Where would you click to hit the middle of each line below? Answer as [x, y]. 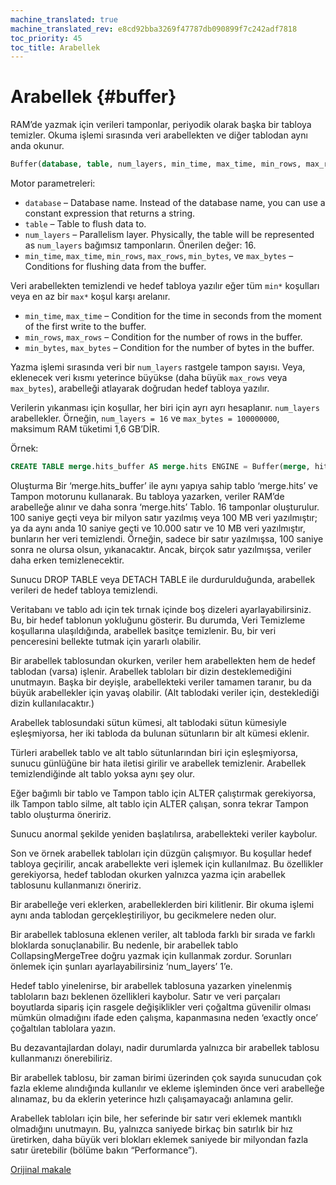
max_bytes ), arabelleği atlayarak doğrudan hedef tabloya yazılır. [140, 388]
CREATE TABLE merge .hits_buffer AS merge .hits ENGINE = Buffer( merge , [160, 467]
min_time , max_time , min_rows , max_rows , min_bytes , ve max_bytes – [159, 256]
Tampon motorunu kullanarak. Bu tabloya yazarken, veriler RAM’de [147, 496]
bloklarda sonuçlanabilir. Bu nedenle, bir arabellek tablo [124, 945]
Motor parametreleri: [53, 183]
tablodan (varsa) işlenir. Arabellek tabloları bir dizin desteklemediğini [151, 671]
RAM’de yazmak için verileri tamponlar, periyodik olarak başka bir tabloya [161, 125]
